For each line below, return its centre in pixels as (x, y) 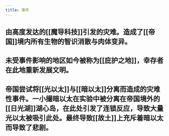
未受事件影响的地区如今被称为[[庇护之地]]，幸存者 (84, 61)
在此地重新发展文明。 (39, 70)
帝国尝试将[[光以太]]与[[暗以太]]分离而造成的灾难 (83, 89)
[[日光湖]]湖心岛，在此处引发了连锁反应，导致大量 (84, 108)
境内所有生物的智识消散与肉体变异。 (74, 42)
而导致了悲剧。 (29, 128)
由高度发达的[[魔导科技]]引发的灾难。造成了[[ (77, 32)
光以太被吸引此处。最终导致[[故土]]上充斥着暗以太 (84, 118)
